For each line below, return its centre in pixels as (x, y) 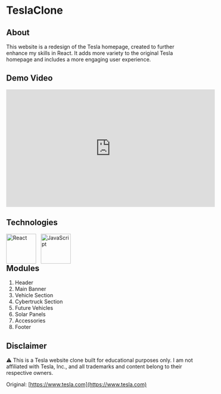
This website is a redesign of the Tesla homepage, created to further (90, 47)
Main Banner (30, 289)
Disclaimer (27, 346)
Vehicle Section (34, 295)
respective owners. (30, 373)
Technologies (32, 222)
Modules (23, 268)
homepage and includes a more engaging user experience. (79, 59)
